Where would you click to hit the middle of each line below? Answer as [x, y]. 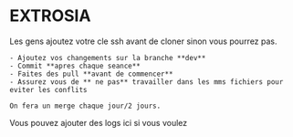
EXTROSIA [50, 16]
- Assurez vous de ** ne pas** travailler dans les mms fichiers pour [146, 82]
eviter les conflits [49, 90]
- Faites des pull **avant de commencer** [91, 74]
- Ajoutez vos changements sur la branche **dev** [108, 58]
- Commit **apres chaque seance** [75, 66]
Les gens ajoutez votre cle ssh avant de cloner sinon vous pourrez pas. [143, 41]
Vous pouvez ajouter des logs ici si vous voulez [99, 122]
